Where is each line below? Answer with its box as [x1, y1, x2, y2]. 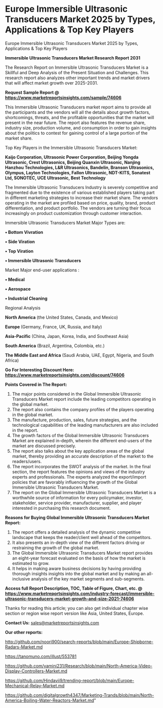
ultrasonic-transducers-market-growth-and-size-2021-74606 [5, 596, 134, 602]
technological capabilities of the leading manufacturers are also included [12, 422, 158, 428]
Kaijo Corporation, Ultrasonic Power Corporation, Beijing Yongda [5, 154, 139, 160]
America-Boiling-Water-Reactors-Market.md [5, 697, 94, 703]
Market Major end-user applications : [5, 267, 79, 273]
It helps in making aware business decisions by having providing [12, 565, 142, 571]
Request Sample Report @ [5, 89, 59, 95]
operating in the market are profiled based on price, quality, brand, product [5, 200, 156, 206]
